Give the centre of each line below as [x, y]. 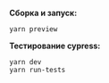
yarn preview [34, 29]
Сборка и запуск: [43, 13]
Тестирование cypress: [55, 46]
